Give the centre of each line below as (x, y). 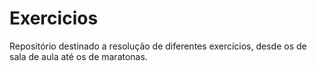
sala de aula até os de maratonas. (78, 56)
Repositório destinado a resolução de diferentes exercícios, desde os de (158, 46)
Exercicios (54, 18)
